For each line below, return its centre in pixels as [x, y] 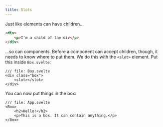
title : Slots [19, 10]
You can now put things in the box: [41, 94]
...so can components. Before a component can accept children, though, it [81, 52]
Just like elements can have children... [44, 24]
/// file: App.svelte [28, 103]
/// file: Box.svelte [28, 71]
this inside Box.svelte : [28, 62]
